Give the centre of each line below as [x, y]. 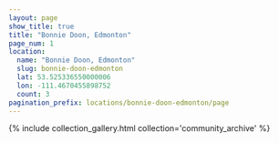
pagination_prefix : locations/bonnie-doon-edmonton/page [119, 102]
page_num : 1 [31, 43]
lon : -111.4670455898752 [64, 86]
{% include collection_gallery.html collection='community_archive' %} [139, 128]
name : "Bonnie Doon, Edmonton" [76, 60]
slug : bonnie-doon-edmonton [70, 69]
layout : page [33, 18]
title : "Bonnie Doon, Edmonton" [70, 35]
